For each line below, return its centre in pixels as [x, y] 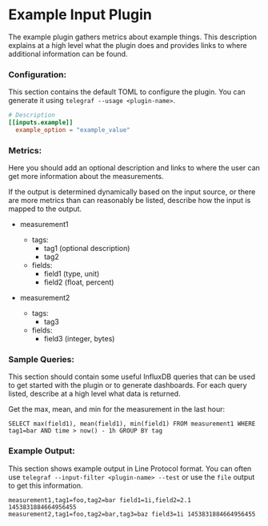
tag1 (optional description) [87, 249]
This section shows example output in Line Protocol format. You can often [130, 468]
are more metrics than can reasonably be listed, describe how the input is [130, 201]
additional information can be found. [68, 54]
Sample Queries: [41, 360]
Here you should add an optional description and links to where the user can [134, 168]
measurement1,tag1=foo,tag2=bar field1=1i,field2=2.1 [100, 500]
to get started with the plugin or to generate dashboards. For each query [128, 385]
